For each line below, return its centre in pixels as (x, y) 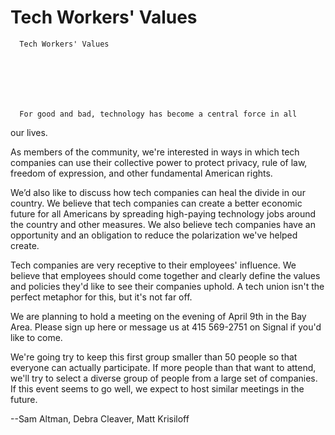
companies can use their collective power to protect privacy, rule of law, (159, 162)
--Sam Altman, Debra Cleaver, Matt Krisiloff (100, 418)
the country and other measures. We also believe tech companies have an (163, 224)
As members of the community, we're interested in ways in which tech (155, 152)
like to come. (36, 337)
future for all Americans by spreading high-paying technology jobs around (163, 213)
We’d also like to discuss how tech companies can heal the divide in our (158, 192)
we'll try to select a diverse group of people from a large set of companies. (164, 378)
